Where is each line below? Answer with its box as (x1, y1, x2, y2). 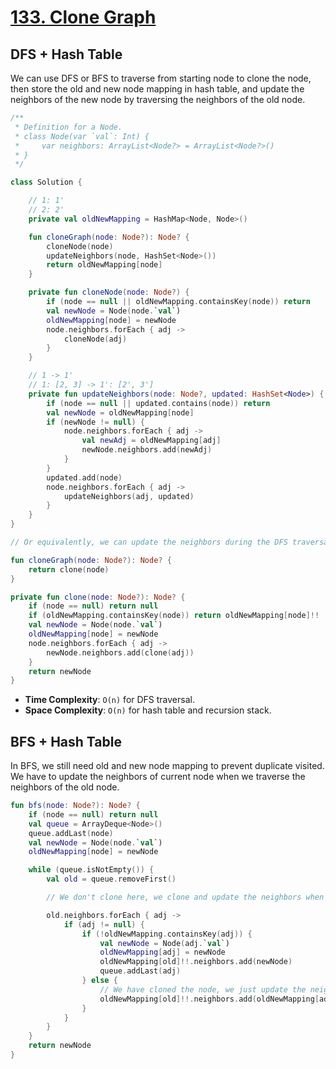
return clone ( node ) (28, 564, 110, 575)
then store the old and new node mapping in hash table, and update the (10, 83, 305, 95)
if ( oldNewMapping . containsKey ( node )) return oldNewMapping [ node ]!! (28, 611, 320, 621)
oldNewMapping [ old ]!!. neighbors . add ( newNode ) (99, 957, 293, 967)
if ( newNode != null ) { (46, 417, 145, 427)
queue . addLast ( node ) (28, 828, 114, 838)
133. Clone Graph (10, 6, 157, 29)
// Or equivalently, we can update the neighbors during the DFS (10, 537, 288, 547)
